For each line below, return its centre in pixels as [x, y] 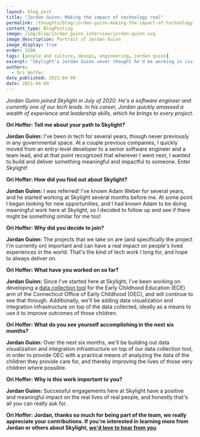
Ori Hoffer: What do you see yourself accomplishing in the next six [90, 324]
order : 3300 [21, 51]
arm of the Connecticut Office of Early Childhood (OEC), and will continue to [100, 294]
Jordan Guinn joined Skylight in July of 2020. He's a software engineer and [99, 101]
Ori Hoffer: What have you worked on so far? [62, 270]
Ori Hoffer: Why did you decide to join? [55, 228]
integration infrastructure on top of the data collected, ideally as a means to [99, 307]
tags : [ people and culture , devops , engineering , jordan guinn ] [87, 56]
